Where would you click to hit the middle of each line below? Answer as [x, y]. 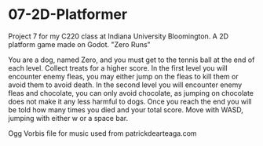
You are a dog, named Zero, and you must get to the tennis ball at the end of [131, 60]
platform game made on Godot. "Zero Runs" [79, 44]
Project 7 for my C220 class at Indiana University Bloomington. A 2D [119, 36]
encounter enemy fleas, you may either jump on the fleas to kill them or [123, 76]
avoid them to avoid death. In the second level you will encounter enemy [125, 85]
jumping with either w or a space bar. [68, 118]
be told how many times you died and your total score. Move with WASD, [126, 109]
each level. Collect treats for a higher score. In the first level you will [118, 68]
